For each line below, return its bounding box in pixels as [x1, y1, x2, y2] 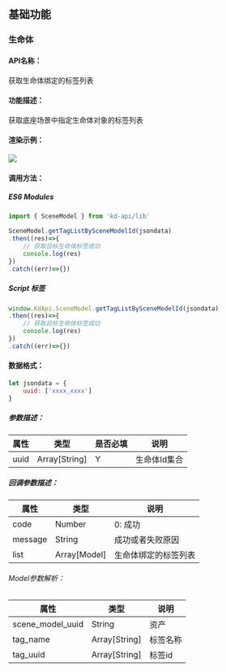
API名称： [8, 55, 42, 65]
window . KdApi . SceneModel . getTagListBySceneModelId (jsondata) [8, 304, 220, 313]
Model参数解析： [8, 574, 66, 583]
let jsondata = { [8, 379, 67, 388]
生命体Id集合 [135, 453, 184, 465]
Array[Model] [55, 548, 107, 560]
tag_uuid [12, 648, 45, 660]
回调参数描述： [8, 478, 58, 488]
